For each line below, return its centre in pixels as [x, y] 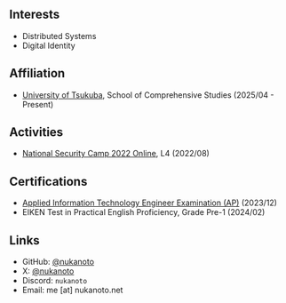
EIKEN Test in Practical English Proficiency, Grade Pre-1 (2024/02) [143, 212]
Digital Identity [48, 45]
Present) [38, 104]
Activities [36, 132]
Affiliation [37, 73]
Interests [35, 15]
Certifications [48, 181]
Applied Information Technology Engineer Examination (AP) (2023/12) [150, 203]
